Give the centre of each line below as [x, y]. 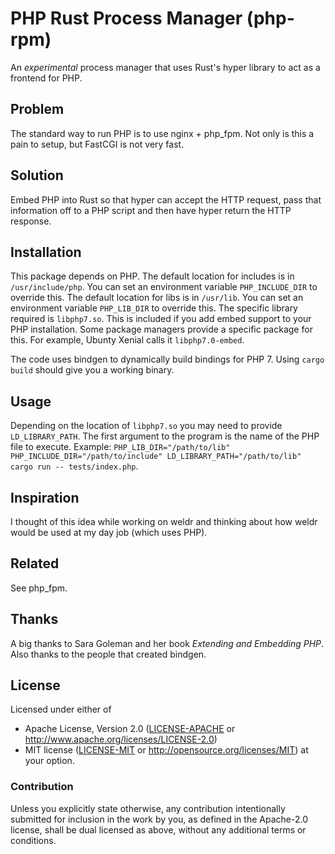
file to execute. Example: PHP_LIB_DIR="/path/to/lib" [120, 447]
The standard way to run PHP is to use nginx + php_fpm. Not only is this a [162, 133]
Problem [37, 109]
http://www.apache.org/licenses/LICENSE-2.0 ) [121, 739]
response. [31, 221]
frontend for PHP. [46, 78]
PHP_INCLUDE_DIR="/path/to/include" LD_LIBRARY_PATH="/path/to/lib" [156, 457]
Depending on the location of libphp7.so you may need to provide [146, 426]
